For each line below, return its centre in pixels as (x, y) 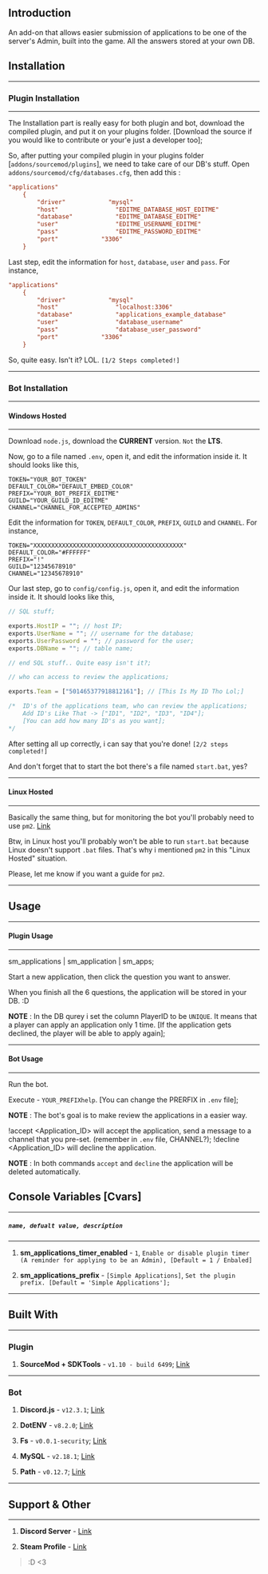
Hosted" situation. (38, 858)
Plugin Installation (44, 98)
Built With (33, 1315)
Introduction (40, 13)
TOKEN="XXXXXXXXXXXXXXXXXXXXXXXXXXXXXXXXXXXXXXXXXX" (98, 546)
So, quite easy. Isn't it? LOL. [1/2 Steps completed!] (94, 360)
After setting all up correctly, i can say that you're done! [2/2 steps (118, 744)
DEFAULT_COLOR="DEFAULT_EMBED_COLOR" (71, 487)
